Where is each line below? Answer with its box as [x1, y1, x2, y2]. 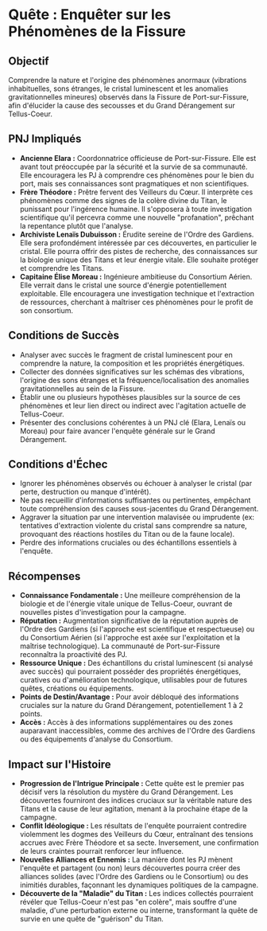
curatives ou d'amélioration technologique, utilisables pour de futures [19, 675, 248, 685]
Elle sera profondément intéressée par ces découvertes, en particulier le [19, 237, 257, 248]
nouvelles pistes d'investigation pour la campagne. [19, 608, 187, 617]
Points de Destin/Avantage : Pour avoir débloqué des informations [19, 692, 240, 702]
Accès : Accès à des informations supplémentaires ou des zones [19, 718, 233, 727]
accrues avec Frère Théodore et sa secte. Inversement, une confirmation [19, 838, 259, 847]
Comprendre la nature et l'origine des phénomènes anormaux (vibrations [8, 76, 247, 84]
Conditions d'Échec [8, 458, 108, 471]
